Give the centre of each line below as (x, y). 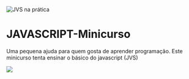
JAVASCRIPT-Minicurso (69, 34)
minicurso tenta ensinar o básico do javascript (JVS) (72, 58)
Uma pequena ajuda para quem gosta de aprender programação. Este (95, 51)
